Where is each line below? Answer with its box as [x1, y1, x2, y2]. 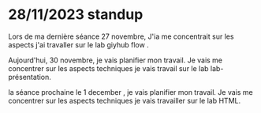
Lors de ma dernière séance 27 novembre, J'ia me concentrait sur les [8, 32, 234, 41]
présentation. [8, 72, 51, 81]
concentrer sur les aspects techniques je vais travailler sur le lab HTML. [8, 96, 241, 105]
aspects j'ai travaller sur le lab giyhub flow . [8, 40, 150, 49]
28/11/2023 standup [8, 6, 144, 24]
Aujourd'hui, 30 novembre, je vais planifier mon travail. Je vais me [8, 55, 223, 65]
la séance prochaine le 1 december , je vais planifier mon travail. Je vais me [8, 87, 254, 96]
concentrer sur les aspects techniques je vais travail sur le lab [8, 63, 209, 73]
